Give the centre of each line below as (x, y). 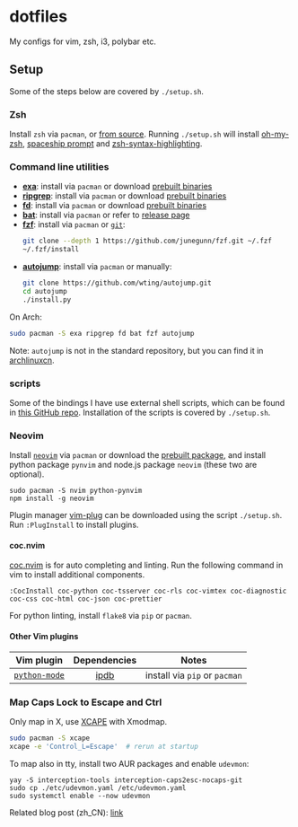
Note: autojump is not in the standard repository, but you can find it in (136, 350)
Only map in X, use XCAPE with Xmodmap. (88, 721)
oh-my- (276, 134)
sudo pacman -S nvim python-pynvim (76, 491)
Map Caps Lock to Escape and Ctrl (86, 702)
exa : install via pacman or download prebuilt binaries (117, 187)
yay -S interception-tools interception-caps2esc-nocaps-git (126, 780)
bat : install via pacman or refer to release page (106, 215)
